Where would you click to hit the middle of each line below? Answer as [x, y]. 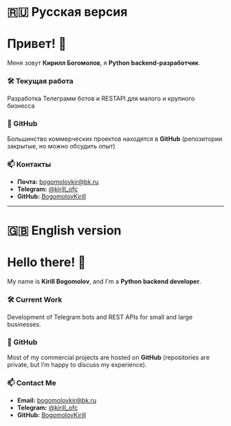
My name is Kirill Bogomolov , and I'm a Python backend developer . [104, 282]
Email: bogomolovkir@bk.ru [57, 401]
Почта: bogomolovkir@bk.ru [58, 182]
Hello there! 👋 [46, 262]
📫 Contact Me [32, 383]
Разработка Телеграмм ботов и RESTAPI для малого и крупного [101, 99]
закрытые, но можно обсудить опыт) [61, 146]
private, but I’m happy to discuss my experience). [77, 364]
